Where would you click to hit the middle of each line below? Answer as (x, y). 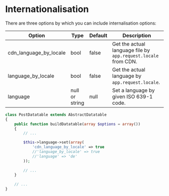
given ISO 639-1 (133, 96)
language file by (131, 50)
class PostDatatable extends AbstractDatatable (56, 115)
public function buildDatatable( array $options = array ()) (77, 124)
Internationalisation (47, 9)
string (77, 103)
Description (137, 35)
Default (98, 35)
